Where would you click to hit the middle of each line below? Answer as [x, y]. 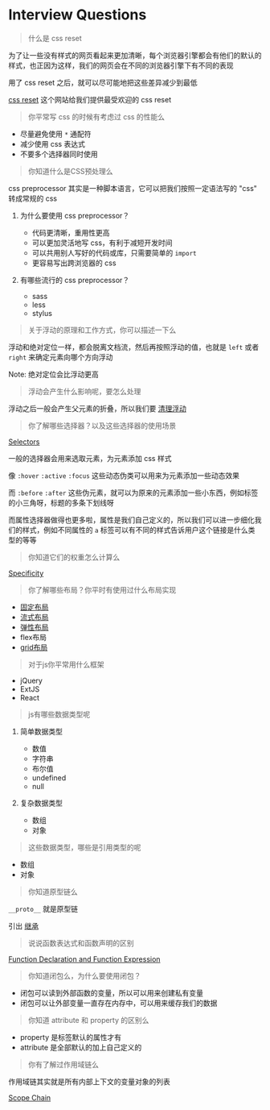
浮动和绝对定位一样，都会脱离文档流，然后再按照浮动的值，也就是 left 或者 [134, 347]
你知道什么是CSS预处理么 [70, 171]
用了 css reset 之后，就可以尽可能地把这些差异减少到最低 [103, 82]
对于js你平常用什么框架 [66, 664]
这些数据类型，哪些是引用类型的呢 [84, 847]
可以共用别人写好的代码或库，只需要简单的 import [114, 252]
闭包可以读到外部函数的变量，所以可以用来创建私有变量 [111, 992]
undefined [49, 777]
